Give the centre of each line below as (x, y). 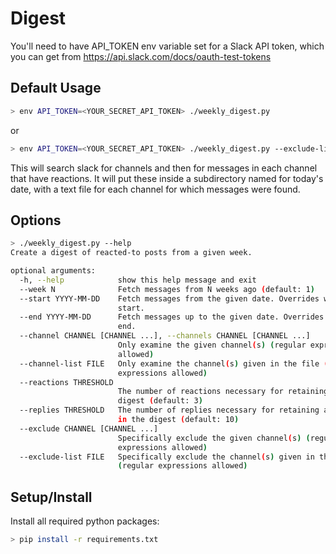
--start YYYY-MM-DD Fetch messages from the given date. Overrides (169, 298)
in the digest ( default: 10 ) (178, 420)
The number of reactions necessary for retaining (223, 392)
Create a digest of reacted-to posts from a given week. (131, 253)
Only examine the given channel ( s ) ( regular (212, 345)
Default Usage (56, 88)
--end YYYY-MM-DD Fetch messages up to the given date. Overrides (172, 317)
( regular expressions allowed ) (182, 466)
